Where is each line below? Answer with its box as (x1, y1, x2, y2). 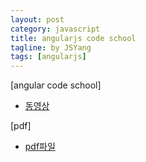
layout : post (10, 14, 65, 25)
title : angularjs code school (10, 33, 137, 43)
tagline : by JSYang (10, 42, 92, 53)
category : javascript (10, 24, 101, 34)
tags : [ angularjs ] (10, 52, 87, 62)
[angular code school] (10, 79, 102, 91)
